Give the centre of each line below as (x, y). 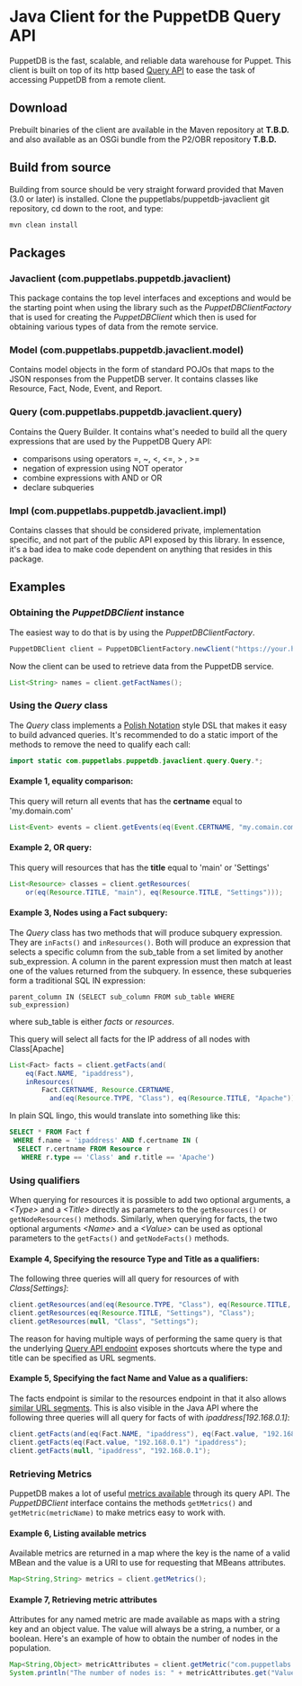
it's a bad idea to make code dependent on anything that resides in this (141, 550)
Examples (37, 587)
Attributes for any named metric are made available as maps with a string (145, 1619)
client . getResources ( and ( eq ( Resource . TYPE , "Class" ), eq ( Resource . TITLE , (151, 1305)
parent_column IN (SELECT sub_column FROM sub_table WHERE (122, 997)
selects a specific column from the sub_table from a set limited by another (147, 952)
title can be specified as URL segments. (83, 1358)
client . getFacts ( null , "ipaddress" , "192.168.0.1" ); (110, 1450)
